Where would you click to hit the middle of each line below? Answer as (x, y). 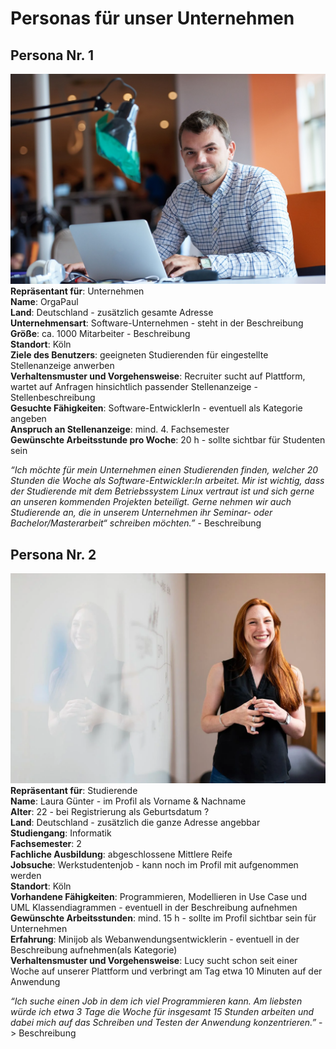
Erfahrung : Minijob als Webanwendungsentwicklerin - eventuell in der (155, 939)
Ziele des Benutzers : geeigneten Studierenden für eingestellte (139, 355)
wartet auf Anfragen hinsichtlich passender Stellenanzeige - (134, 387)
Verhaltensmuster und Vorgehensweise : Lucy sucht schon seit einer (154, 960)
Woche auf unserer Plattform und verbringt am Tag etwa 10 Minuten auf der (166, 971)
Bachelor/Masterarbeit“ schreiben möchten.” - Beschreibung (136, 523)
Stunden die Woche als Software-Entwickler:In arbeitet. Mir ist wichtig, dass (167, 481)
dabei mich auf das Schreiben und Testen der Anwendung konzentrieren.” (163, 1022)
